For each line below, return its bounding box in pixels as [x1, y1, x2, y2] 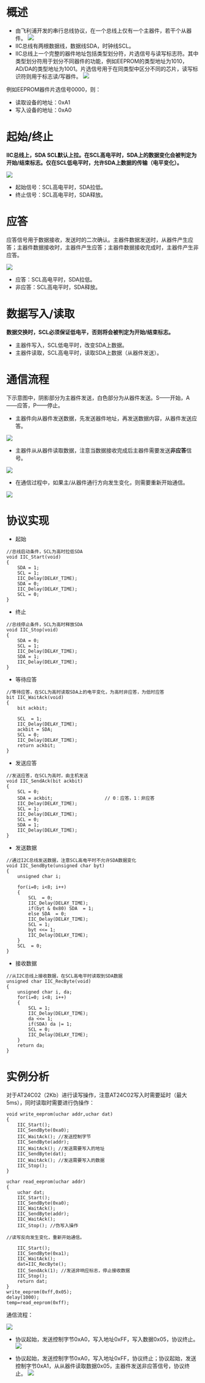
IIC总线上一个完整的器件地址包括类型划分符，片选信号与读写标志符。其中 [15, 49, 199, 57]
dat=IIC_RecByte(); [17, 1261, 67, 1267]
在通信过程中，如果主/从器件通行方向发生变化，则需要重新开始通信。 [15, 479, 189, 486]
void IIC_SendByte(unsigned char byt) [6, 862, 105, 869]
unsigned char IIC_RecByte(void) [6, 978, 92, 984]
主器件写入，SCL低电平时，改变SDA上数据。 [15, 341, 128, 349]
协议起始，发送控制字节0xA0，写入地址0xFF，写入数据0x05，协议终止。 [15, 1335, 199, 1343]
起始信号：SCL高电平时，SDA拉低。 [15, 183, 107, 191]
